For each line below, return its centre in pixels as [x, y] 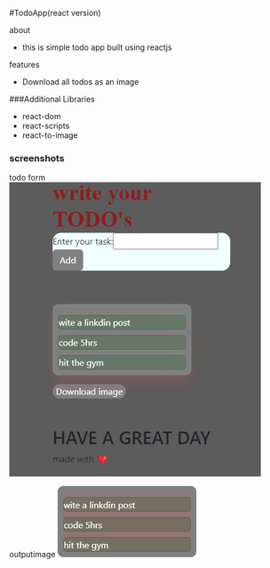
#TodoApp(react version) [55, 13]
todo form [28, 178]
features [24, 65]
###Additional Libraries [52, 99]
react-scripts [46, 126]
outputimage [32, 555]
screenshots [37, 158]
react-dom [41, 116]
